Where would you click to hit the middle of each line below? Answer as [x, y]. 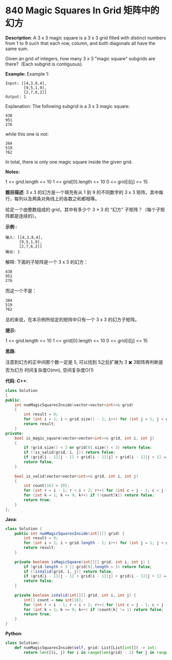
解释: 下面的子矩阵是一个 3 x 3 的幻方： [47, 262]
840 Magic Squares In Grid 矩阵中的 [82, 10]
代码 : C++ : [17, 381]
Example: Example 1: [27, 74]
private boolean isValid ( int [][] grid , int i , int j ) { [76, 595]
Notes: [13, 171]
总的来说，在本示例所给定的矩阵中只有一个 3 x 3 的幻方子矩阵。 [72, 319]
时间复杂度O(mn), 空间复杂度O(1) [59, 370]
